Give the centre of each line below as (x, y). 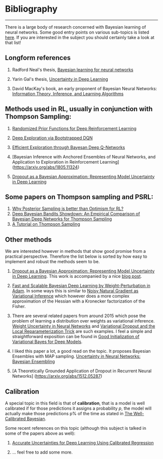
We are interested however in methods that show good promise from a (75, 251)
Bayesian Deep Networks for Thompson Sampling (62, 219)
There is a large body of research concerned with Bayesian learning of (76, 27)
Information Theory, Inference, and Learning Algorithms (68, 94)
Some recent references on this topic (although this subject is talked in (76, 428)
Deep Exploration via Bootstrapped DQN (52, 138)
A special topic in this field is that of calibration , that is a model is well (75, 403)
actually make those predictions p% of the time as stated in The (69, 413)
